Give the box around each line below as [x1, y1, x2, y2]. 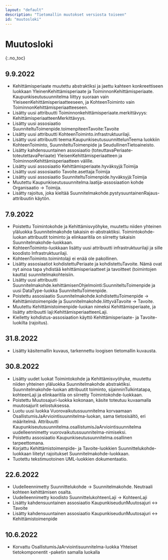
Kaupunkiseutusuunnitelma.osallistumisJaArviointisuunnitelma [12, 424, 141, 430]
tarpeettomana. [12, 440, 45, 446]
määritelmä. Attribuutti [12, 418, 59, 425]
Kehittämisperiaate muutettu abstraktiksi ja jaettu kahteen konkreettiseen [12, 83, 163, 89]
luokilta [12, 319, 28, 325]
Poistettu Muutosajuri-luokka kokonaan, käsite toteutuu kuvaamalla [12, 397, 151, 403]
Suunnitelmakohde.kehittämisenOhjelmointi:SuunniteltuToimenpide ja [12, 282, 155, 288]
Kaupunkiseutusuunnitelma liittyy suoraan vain [12, 94, 109, 100]
